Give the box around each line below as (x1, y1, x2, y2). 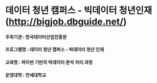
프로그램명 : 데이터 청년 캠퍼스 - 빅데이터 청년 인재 (5, 47, 104, 53)
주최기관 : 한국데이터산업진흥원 (5, 34, 67, 40)
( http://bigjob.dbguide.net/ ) (5, 16, 127, 28)
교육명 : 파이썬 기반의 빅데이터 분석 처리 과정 (5, 59, 93, 65)
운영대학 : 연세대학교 (5, 72, 47, 78)
